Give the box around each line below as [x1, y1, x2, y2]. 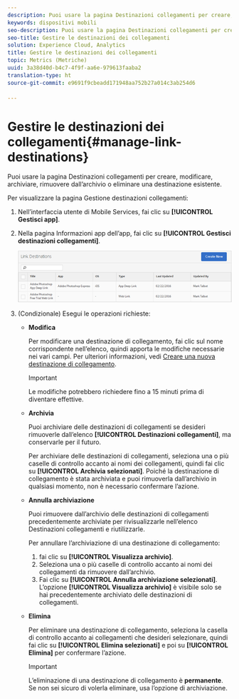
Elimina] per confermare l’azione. [28, 648, 127, 657]
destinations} [7, 149, 89, 165]
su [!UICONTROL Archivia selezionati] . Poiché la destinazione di [28, 466, 219, 475]
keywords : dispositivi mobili [7, 19, 97, 26]
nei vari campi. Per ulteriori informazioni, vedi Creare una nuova [28, 352, 216, 361]
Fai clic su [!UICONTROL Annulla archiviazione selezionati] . [38, 575, 218, 583]
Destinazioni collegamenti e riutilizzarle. [28, 525, 146, 533]
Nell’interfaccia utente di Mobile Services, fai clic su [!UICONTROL [17, 208, 213, 216]
